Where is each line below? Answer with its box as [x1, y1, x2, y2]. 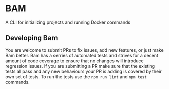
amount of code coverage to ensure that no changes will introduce [5, 58, 144, 64]
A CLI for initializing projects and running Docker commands [5, 19, 130, 25]
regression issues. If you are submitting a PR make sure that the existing [5, 63, 155, 69]
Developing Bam [5, 34, 58, 42]
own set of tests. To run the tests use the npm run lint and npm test [5, 73, 147, 80]
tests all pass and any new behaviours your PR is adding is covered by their [5, 68, 162, 74]
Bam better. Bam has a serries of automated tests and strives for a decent [5, 52, 159, 58]
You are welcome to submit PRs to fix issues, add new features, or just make [5, 47, 164, 53]
